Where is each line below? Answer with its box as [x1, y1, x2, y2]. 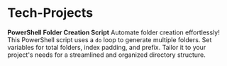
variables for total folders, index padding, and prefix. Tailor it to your [7, 43, 206, 51]
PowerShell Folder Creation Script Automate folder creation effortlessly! [7, 28, 220, 37]
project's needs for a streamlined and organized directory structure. [7, 51, 206, 59]
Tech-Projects [7, 5, 94, 21]
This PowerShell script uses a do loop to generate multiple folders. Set [7, 35, 212, 44]
